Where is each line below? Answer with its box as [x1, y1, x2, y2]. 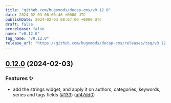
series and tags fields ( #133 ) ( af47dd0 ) [12, 92, 95, 98]
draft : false [5, 21, 33, 27]
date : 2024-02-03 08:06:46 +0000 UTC [5, 12, 86, 17]
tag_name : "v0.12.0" [5, 36, 50, 41]
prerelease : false [5, 27, 45, 32]
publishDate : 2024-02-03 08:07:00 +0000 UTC [5, 17, 102, 22]
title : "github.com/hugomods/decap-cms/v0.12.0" [5, 7, 111, 13]
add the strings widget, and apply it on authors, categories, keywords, [12, 86, 161, 92]
